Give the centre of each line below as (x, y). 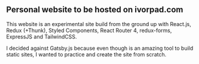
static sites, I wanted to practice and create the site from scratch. (86, 54)
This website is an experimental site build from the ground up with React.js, (99, 24)
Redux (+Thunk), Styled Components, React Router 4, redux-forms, (89, 30)
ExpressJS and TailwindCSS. (42, 36)
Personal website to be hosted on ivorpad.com (95, 10)
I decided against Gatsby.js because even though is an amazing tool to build (100, 48)
